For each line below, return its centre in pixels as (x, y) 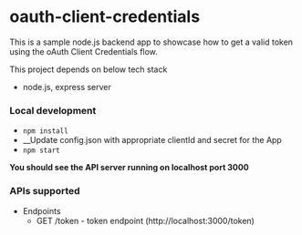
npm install (45, 131)
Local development (53, 110)
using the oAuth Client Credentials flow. (83, 51)
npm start (42, 151)
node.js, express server (67, 87)
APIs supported (45, 191)
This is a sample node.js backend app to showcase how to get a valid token (151, 42)
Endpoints (42, 210)
